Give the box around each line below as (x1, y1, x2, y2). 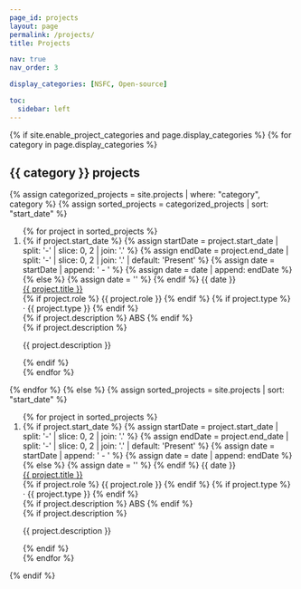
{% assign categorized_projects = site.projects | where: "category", (9, 189, 260, 200)
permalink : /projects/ (9, 30, 95, 39)
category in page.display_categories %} (9, 139, 158, 150)
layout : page (9, 22, 59, 31)
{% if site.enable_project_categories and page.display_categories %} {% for (9, 129, 292, 140)
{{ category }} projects (9, 165, 140, 181)
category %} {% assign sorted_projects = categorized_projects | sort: (9, 198, 269, 209)
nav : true (9, 55, 47, 64)
